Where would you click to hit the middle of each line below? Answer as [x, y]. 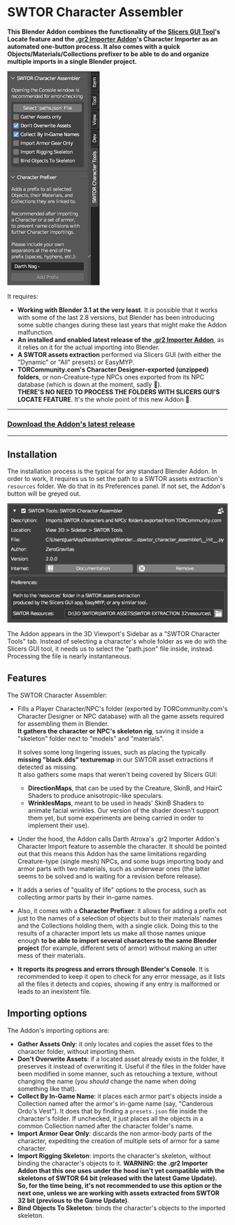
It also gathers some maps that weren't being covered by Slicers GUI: [117, 774]
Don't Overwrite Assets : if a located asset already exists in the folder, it [121, 1059]
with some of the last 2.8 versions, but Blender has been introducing [116, 317]
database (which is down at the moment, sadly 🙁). [90, 384]
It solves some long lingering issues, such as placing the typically [112, 752]
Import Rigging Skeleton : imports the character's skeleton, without [114, 1156]
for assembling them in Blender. [63, 724]
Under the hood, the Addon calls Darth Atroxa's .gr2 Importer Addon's [119, 839]
